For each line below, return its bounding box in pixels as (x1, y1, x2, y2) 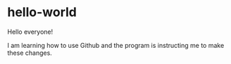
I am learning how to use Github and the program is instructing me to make (7, 41, 225, 49)
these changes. (7, 49, 53, 57)
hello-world (7, 4, 77, 20)
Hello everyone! (7, 27, 54, 36)
